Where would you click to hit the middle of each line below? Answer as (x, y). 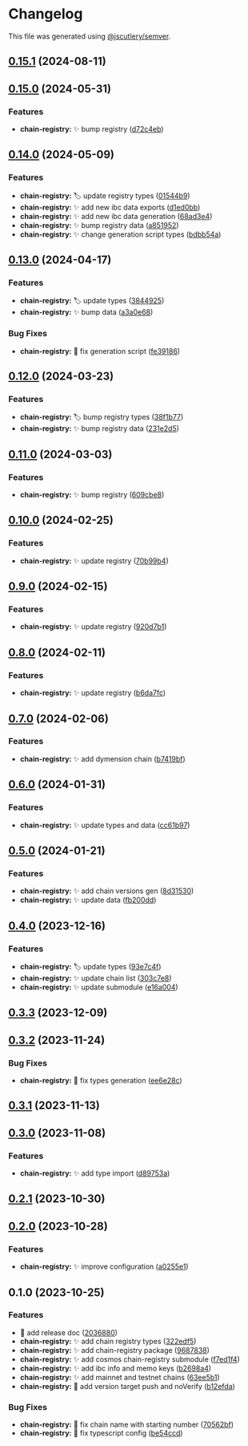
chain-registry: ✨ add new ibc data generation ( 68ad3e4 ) (116, 216)
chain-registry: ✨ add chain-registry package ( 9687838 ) (115, 1350)
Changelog (46, 14)
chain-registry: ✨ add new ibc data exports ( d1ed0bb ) (110, 207)
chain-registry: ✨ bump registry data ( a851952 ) (99, 225)
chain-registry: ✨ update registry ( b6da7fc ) (93, 693)
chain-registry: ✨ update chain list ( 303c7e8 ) (96, 978)
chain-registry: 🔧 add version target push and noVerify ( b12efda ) (128, 1386)
